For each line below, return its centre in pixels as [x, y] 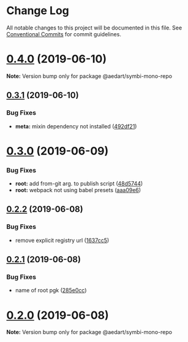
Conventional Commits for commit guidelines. [64, 34]
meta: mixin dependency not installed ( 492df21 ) [76, 126]
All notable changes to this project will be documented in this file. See [94, 28]
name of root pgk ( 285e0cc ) [51, 290]
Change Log [38, 11]
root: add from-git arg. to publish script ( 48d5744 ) [79, 184]
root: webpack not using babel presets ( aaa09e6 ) [78, 190]
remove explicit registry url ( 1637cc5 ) [62, 240]
